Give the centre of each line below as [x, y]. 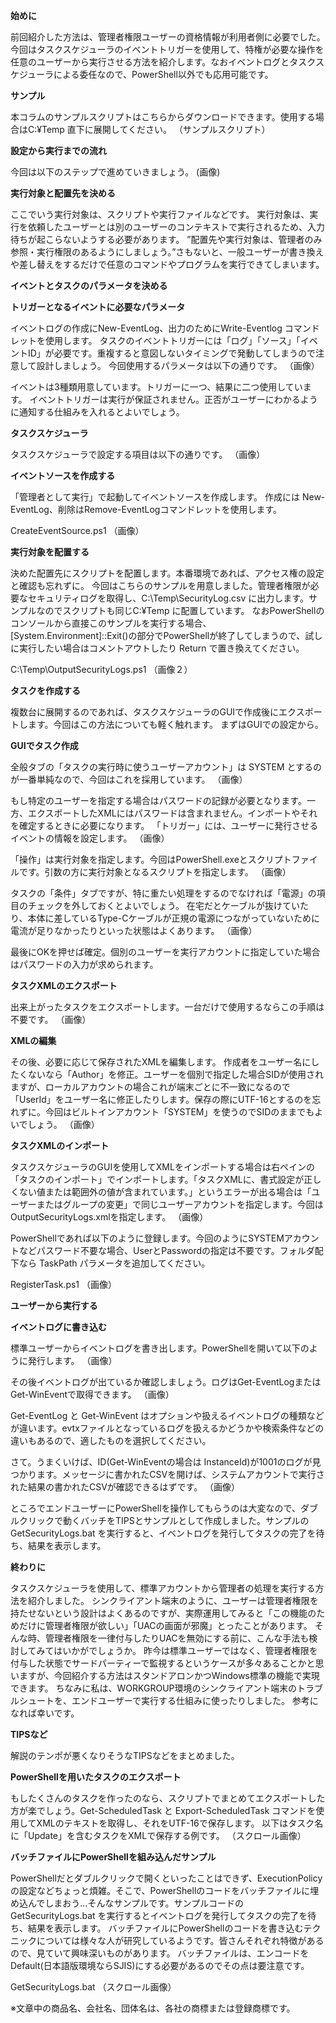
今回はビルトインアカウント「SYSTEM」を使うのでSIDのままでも [179, 1112]
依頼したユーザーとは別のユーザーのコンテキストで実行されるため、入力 [176, 227]
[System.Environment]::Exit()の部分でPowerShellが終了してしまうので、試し [166, 635]
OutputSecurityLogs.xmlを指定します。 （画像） [109, 1217]
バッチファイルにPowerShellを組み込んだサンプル [113, 1857]
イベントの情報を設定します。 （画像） [90, 838]
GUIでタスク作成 [44, 745]
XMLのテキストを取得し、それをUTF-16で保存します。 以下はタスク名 [180, 1823]
